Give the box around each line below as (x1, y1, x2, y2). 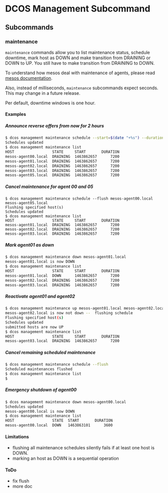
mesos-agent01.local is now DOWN (5, 259, 75, 264)
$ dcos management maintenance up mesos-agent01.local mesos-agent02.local (5, 306, 166, 311)
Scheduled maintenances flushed (5, 367, 72, 372)
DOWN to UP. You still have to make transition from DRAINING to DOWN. (5, 60, 155, 66)
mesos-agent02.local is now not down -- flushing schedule (5, 310, 133, 316)
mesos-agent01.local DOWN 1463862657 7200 (5, 273, 120, 278)
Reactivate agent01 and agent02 (5, 293, 75, 299)
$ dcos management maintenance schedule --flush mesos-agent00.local (5, 196, 153, 201)
